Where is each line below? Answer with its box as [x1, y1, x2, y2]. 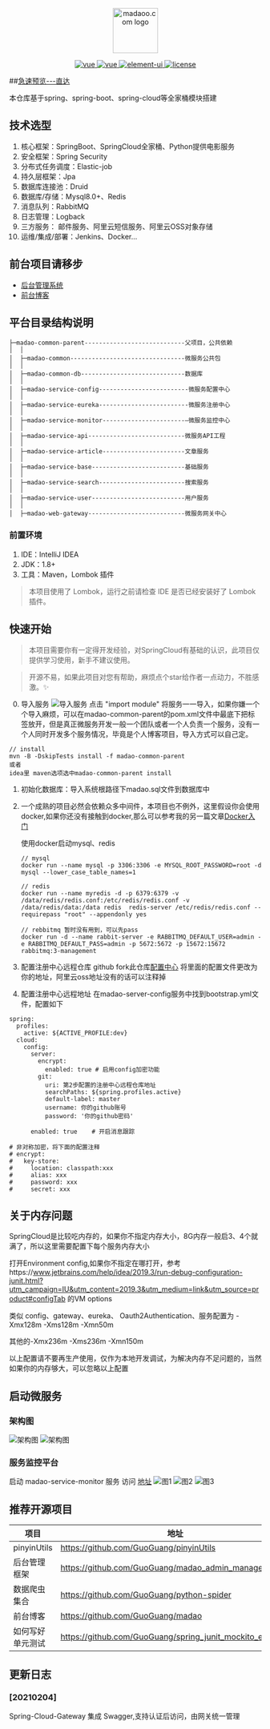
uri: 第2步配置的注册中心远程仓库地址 [44, 1081, 156, 1089]
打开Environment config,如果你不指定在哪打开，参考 [9, 1258, 181, 1269]
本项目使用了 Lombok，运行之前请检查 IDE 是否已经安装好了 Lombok [28, 586, 256, 596]
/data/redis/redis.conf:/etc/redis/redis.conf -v [20, 896, 191, 904]
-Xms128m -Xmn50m [43, 1320, 115, 1329]
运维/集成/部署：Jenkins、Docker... [20, 231, 138, 241]
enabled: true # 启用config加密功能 [44, 1065, 160, 1073]
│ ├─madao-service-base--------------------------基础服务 [9, 463, 209, 472]
